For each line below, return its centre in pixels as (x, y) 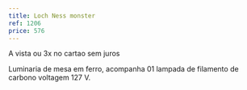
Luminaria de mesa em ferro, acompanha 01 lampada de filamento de (124, 69)
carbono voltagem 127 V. (50, 78)
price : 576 (27, 31)
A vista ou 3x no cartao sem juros (64, 54)
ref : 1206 (25, 23)
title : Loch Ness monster (52, 16)
